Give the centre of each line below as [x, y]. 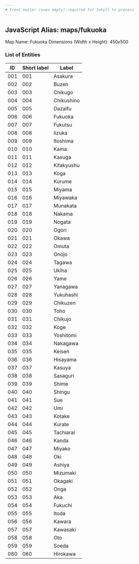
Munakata [65, 206]
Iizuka [61, 133]
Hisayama [65, 359]
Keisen [61, 351]
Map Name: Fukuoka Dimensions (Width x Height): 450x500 [67, 42]
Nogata [62, 222]
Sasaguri [64, 376]
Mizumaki [65, 473]
